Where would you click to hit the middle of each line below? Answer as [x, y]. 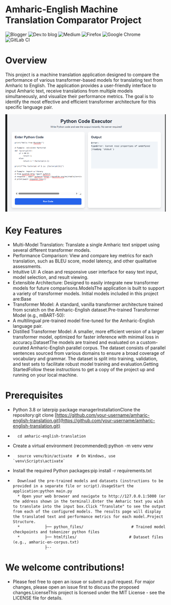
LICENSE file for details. [37, 598]
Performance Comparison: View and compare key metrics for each [83, 256]
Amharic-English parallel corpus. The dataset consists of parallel [98, 348]
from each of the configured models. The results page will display [87, 512]
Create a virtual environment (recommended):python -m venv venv [83, 446]
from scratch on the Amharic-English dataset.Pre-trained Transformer [86, 310]
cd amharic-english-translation [52, 437]
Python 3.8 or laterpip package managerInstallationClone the [77, 410]
